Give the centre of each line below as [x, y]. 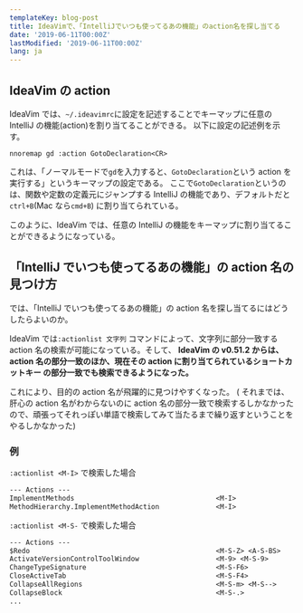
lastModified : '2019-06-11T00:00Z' [76, 43]
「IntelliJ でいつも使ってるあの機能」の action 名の [152, 268]
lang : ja [26, 52]
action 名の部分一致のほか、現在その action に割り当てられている [131, 361]
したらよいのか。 [41, 319]
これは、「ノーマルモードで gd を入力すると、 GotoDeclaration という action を [151, 171]
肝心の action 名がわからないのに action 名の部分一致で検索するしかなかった [151, 403]
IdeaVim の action [60, 90]
